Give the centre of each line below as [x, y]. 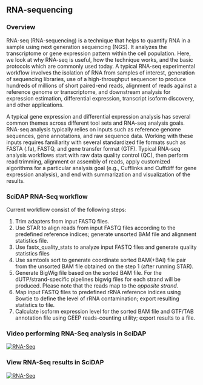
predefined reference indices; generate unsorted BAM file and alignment [106, 234]
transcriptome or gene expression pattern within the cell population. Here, [98, 53]
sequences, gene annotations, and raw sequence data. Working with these [100, 136]
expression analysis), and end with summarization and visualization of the [98, 174]
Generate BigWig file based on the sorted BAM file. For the [88, 272]
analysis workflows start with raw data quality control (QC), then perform [98, 155]
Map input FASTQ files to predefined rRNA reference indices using [98, 292]
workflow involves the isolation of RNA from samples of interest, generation [101, 73]
